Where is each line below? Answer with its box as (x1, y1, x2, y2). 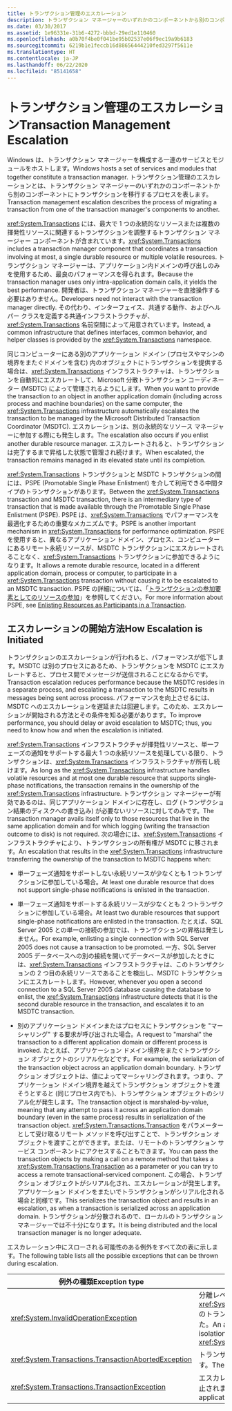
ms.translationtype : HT (7, 49, 76, 56)
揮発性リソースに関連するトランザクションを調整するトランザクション (7, 228, 207, 237)
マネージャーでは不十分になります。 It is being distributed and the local (17, 1221, 217, 1229)
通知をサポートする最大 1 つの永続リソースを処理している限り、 (30, 749, 212, 757)
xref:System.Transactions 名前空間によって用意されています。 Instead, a (7, 320, 211, 329)
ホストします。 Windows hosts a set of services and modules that (30, 164, 217, 173)
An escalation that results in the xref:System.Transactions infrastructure (18, 847, 223, 856)
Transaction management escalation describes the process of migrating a (7, 198, 217, 206)
